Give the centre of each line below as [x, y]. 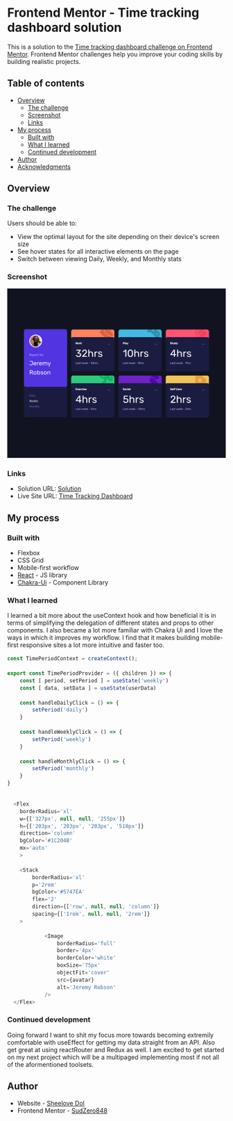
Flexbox [28, 553]
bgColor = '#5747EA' [59, 892]
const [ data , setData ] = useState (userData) [88, 688]
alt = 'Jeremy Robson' [86, 987]
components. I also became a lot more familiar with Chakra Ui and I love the [115, 630]
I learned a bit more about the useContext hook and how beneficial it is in [112, 616]
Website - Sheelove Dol [51, 1103]
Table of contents [46, 84]
